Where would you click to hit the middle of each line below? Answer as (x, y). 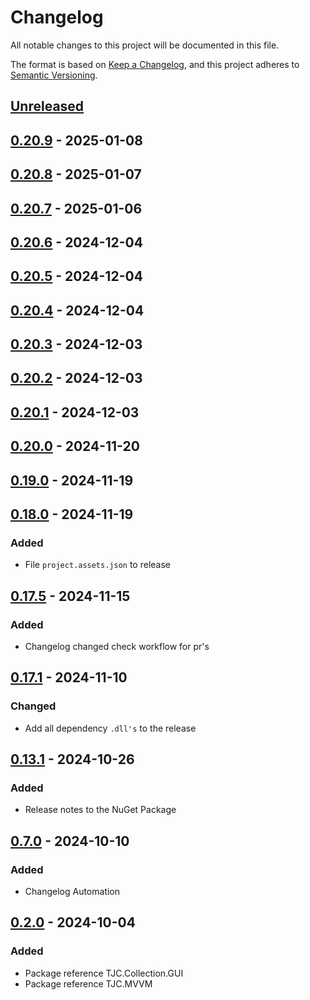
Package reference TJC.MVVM (88, 983)
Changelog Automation (72, 892)
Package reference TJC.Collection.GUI (104, 973)
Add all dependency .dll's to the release (110, 728)
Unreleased (47, 106)
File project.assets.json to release (97, 565)
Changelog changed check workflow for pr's (117, 646)
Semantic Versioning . (54, 75)
